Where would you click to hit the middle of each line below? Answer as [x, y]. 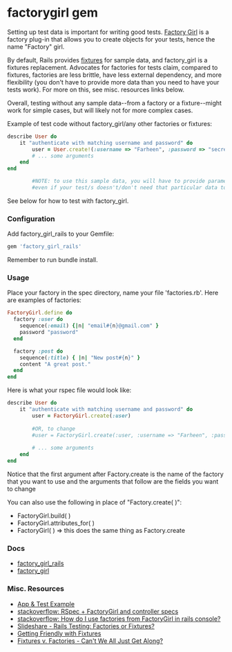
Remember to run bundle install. [52, 260]
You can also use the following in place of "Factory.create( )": [95, 502]
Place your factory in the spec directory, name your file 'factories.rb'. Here [113, 293]
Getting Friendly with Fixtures [59, 633]
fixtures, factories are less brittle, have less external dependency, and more [115, 75]
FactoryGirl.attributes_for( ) [56, 523]
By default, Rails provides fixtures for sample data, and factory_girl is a [107, 60]
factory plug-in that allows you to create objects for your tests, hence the [111, 39]
